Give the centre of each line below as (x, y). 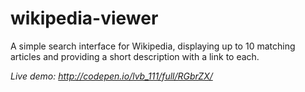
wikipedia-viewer (84, 18)
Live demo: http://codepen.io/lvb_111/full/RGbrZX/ (111, 76)
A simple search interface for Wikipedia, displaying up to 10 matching (153, 46)
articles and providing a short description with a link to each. (135, 56)
